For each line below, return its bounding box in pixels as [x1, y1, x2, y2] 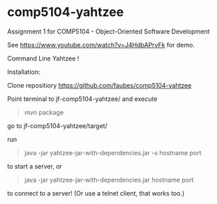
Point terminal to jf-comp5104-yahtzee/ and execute [7, 95, 158, 103]
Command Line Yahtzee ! [7, 54, 80, 63]
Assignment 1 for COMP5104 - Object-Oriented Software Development [7, 27, 210, 36]
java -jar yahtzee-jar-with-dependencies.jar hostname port [24, 175, 194, 184]
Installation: [7, 68, 40, 76]
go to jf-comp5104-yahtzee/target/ [7, 121, 108, 130]
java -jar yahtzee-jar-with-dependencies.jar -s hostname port [24, 148, 202, 157]
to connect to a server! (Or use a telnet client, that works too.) [7, 189, 185, 197]
